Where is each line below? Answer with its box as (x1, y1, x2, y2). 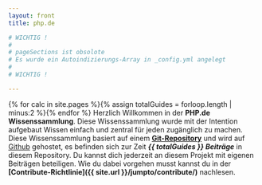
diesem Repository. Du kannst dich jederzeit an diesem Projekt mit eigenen (8, 150, 255, 159)
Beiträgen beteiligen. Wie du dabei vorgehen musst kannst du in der (8, 159, 232, 168)
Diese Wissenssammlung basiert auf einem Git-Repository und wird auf (8, 133, 245, 143)
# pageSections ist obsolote (8, 49, 105, 57)
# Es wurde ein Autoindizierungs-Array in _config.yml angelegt (8, 56, 226, 64)
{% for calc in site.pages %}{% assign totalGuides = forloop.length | (8, 99, 233, 108)
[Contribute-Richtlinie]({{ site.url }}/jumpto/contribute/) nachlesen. (8, 167, 237, 176)
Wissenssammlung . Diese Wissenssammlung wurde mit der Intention (8, 116, 238, 126)
